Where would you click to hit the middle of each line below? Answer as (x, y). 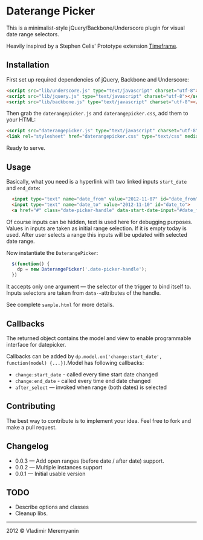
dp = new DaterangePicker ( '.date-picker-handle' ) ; (82, 269)
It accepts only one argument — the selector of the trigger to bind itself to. (99, 287)
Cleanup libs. (31, 513)
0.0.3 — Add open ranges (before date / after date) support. (89, 461)
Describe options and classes (52, 507)
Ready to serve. (26, 148)
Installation (28, 65)
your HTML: (21, 120)
